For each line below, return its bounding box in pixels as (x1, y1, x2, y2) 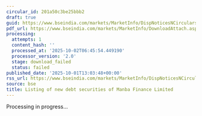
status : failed (11, 64, 50, 71)
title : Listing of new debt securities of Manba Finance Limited (6, 87, 173, 93)
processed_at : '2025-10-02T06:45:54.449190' (11, 48, 125, 54)
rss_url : (6, 75, 28, 81)
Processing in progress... (6, 103, 68, 110)
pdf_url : (6, 25, 28, 32)
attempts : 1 (11, 36, 42, 42)
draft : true (6, 14, 36, 20)
